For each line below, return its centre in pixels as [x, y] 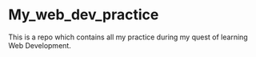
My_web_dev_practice [84, 15]
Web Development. [40, 45]
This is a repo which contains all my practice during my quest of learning [128, 37]
